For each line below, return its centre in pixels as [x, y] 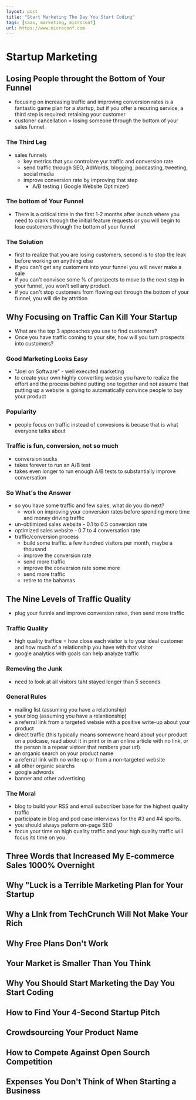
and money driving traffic [54, 518]
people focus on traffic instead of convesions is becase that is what [96, 424]
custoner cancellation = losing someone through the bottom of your [97, 120]
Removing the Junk [34, 669]
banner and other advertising [50, 778]
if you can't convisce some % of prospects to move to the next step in [99, 280]
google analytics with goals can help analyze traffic [77, 653]
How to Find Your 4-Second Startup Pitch [83, 1012]
